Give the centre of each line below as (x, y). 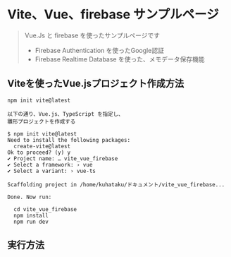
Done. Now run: (30, 197)
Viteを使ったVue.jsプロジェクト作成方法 (96, 84)
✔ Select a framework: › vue (50, 165)
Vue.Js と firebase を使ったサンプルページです (92, 35)
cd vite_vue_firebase (45, 209)
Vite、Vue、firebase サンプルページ (113, 14)
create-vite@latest (42, 146)
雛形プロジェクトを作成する (42, 121)
